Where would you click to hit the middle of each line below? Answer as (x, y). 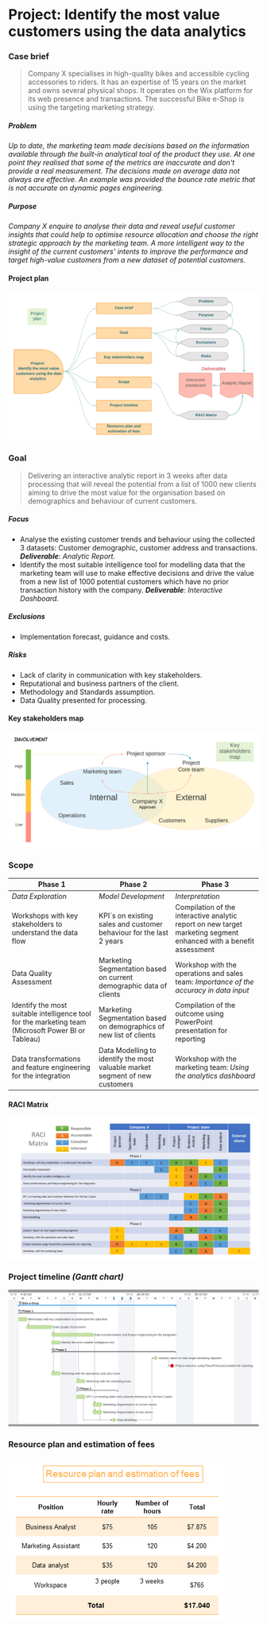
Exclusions (27, 616)
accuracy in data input (212, 990)
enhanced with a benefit (215, 941)
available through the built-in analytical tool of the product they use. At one (132, 154)
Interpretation (197, 896)
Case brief (29, 56)
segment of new (126, 1075)
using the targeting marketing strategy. (91, 107)
